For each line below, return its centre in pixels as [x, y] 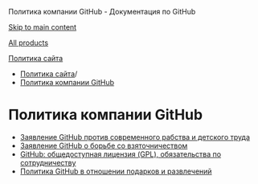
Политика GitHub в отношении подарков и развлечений [116, 171]
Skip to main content [43, 27]
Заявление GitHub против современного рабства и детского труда [135, 137]
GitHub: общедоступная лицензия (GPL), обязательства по [121, 154]
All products [29, 43]
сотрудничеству [48, 162]
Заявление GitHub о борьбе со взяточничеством [104, 145]
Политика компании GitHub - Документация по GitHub [102, 12]
